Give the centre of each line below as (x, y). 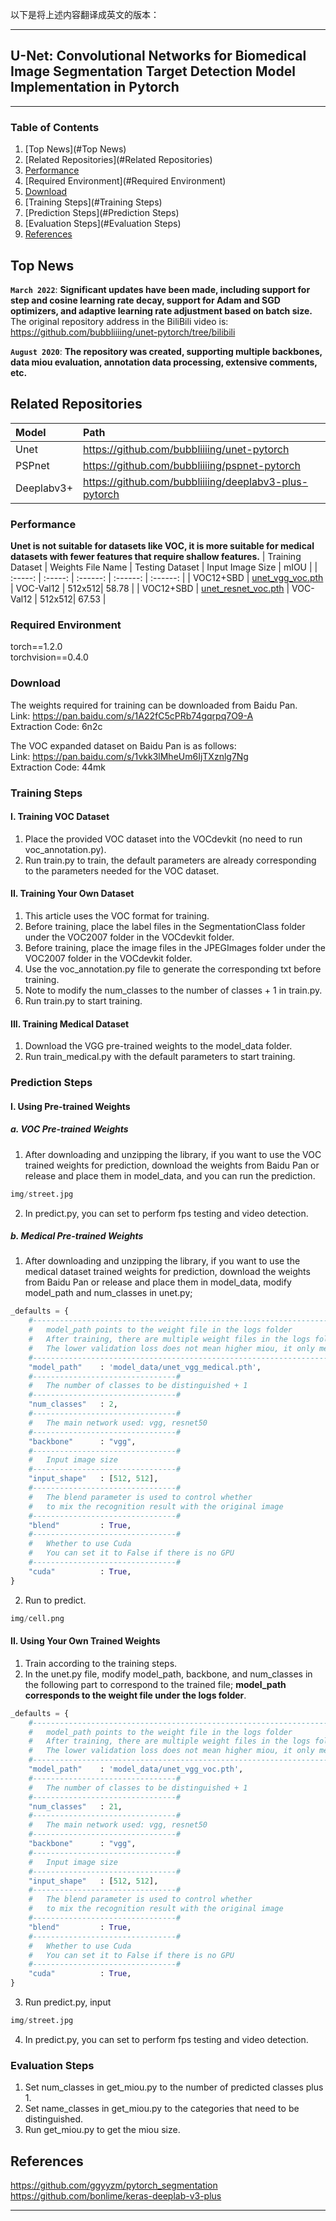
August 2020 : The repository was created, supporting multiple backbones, (166, 351)
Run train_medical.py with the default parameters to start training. (160, 1057)
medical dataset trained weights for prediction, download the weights (167, 1272)
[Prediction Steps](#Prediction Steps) (102, 213)
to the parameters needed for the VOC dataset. (122, 870)
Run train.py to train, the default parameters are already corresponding (170, 860)
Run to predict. (55, 1600)
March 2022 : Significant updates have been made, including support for (160, 289)
